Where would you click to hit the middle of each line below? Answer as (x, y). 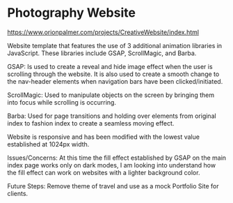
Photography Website (71, 13)
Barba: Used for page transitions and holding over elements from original (112, 116)
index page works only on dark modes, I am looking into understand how (112, 165)
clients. (18, 193)
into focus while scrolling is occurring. (62, 102)
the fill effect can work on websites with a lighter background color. (104, 172)
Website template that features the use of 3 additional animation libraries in (115, 45)
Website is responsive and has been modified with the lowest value (104, 137)
